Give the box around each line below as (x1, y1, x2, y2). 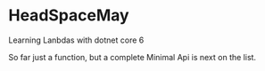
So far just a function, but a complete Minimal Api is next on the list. (8, 51, 256, 62)
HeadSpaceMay (8, 5, 130, 26)
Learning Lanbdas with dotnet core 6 (8, 35, 145, 45)
